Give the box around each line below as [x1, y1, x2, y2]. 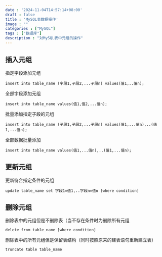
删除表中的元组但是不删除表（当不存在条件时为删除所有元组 [5, 218, 130, 224]
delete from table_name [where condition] [5, 228, 96, 233]
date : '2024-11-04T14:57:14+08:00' [5, 7, 83, 13]
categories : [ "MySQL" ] [5, 26, 56, 31]
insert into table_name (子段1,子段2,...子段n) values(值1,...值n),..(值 [5, 122, 157, 127]
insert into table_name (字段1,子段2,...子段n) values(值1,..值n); [5, 81, 144, 86]
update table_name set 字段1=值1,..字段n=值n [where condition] [5, 188, 139, 193]
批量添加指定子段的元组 [5, 111, 54, 117]
